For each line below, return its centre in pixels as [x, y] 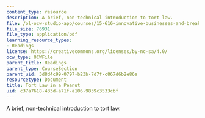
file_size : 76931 [28, 29]
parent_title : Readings [37, 63]
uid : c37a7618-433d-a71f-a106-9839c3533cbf [63, 91]
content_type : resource [37, 12]
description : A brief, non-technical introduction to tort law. [90, 18]
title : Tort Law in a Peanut [43, 86]
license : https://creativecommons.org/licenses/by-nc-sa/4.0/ [87, 52]
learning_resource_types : [39, 40]
